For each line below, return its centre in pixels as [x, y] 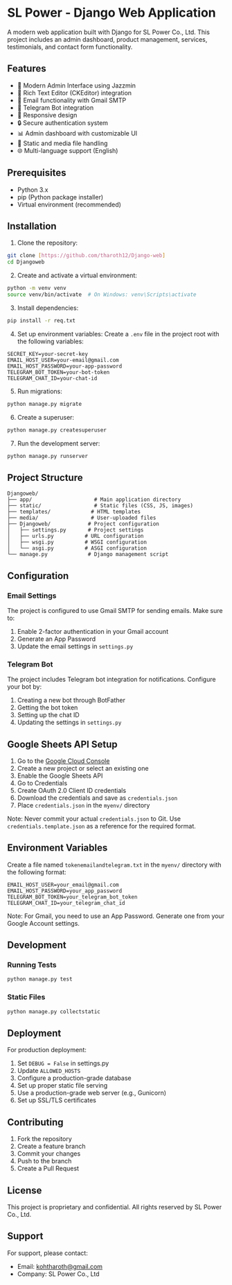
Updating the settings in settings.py [69, 722]
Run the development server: [59, 443]
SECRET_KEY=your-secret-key [48, 354]
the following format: [37, 872]
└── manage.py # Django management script [88, 555]
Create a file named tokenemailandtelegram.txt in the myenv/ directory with [114, 865]
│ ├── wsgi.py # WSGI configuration [77, 542]
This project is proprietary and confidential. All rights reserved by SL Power [115, 1206]
